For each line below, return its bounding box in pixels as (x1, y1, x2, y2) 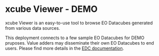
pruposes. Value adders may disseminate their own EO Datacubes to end (5, 40, 155, 46)
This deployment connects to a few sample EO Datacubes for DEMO (5, 35, 145, 41)
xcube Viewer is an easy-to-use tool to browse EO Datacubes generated (5, 20, 153, 26)
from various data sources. (5, 25, 60, 31)
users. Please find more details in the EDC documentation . (5, 45, 124, 51)
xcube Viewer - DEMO (5, 3, 98, 15)
